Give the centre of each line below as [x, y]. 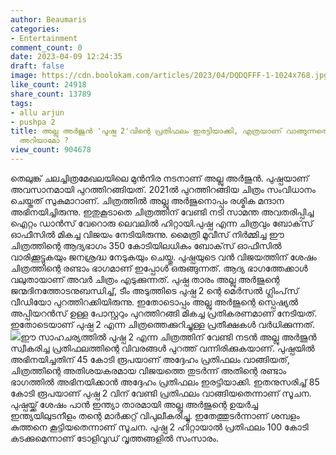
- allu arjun [37, 112]
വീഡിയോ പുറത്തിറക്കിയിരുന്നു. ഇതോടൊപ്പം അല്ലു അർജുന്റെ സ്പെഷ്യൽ [154, 302]
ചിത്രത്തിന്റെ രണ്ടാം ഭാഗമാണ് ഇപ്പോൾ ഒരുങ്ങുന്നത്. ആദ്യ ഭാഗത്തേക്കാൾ [159, 268]
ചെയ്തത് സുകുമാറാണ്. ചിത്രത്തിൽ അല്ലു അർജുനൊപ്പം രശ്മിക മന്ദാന [147, 200]
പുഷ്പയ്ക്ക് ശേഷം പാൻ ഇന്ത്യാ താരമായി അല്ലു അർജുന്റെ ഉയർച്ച [134, 404]
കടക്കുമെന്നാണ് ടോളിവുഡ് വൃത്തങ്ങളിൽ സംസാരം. [114, 438]
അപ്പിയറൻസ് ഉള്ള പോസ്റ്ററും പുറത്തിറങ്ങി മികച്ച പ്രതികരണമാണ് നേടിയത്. [164, 313]
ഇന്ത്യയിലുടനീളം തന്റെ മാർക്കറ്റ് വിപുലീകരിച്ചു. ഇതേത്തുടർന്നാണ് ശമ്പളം [155, 415]
